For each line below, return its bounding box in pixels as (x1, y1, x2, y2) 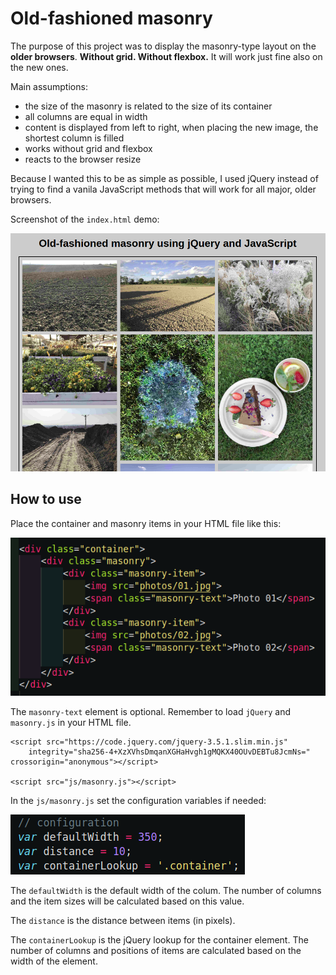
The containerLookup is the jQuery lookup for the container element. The (10, 933, 309, 946)
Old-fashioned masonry (10, 7, 213, 30)
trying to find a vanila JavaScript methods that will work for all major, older (10, 183, 317, 195)
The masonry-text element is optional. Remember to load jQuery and (10, 705, 292, 717)
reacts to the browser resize (24, 153, 142, 165)
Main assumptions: (10, 80, 88, 92)
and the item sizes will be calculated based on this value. (10, 895, 245, 907)
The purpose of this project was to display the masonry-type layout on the (10, 40, 317, 52)
